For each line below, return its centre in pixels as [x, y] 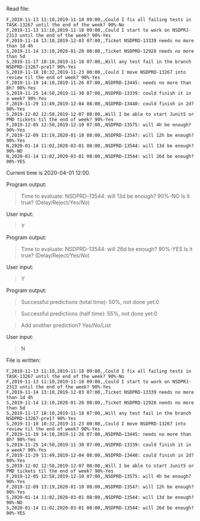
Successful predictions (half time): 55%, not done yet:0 [89, 314]
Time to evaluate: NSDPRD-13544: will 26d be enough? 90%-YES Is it [107, 249]
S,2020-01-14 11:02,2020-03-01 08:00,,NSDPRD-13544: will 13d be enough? [100, 498]
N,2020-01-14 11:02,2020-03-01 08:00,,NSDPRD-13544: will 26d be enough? [100, 156]
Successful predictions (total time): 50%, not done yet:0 [90, 302]
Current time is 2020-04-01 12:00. [49, 173]
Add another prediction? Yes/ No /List [66, 325]
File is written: [23, 360]
